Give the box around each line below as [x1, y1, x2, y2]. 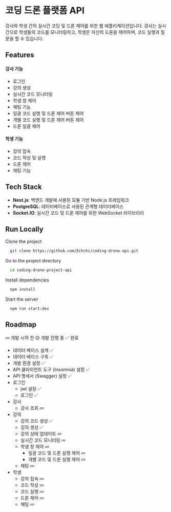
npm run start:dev [10, 306, 50, 311]
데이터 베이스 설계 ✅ [12, 347, 54, 353]
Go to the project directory [5, 258, 61, 264]
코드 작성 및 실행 [12, 155, 46, 161]
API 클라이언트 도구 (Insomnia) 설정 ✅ [12, 366, 90, 372]
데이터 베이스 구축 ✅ [12, 353, 54, 359]
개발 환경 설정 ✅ [12, 360, 46, 366]
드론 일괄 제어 [12, 123, 40, 129]
